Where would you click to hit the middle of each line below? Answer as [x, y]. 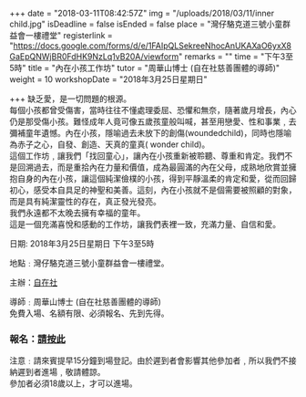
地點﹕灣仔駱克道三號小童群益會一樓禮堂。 [89, 263]
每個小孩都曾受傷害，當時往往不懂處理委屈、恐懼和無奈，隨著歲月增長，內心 [153, 110]
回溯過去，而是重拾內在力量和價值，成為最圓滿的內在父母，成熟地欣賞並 [153, 167]
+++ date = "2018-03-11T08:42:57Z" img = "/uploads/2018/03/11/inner [142, 13]
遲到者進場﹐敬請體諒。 [61, 372]
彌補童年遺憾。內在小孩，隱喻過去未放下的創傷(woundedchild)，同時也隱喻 [151, 133]
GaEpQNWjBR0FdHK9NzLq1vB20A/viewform [94, 57]
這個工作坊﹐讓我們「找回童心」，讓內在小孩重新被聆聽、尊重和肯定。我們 [147, 156]
